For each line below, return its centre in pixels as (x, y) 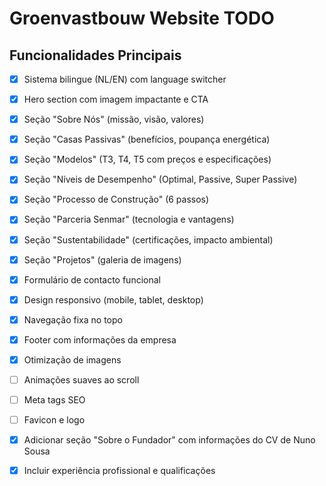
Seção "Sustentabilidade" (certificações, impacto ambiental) (148, 239)
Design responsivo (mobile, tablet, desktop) (113, 299)
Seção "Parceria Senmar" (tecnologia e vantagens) (129, 219)
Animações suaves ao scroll (81, 379)
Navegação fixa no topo (73, 319)
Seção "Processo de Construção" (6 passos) (116, 199)
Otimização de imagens (72, 359)
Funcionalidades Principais (95, 55)
